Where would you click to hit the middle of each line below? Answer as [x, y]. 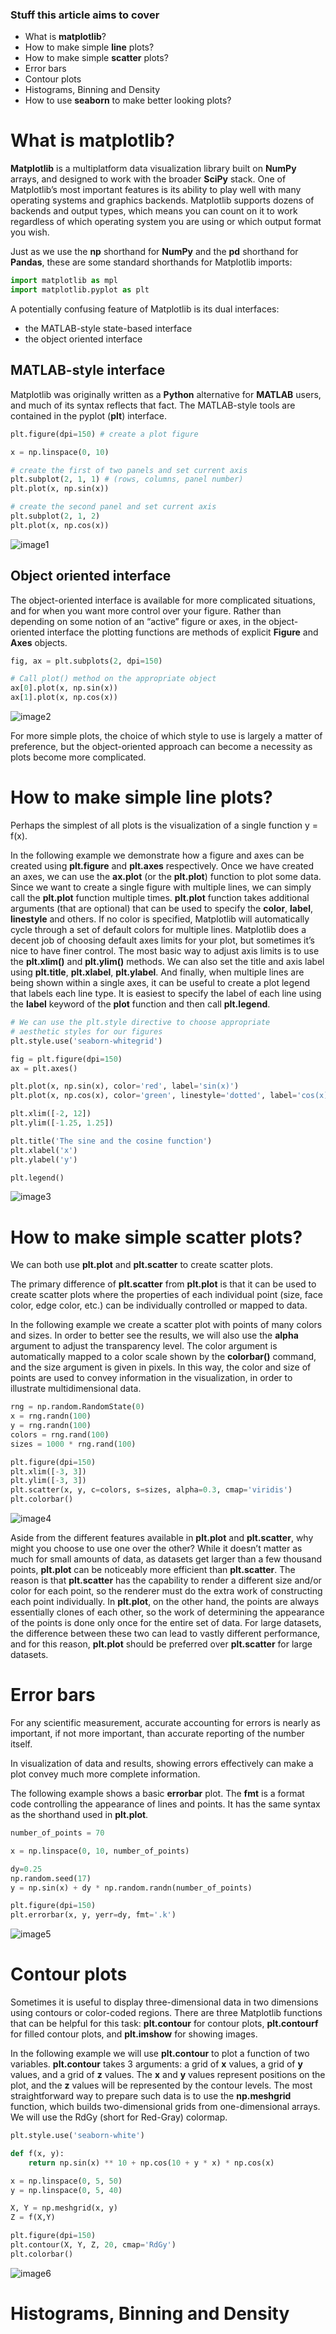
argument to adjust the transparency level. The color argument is [144, 1346]
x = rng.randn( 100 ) [51, 1416]
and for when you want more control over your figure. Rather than [146, 610]
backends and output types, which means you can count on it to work [154, 211]
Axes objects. [39, 642]
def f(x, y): [37, 2153]
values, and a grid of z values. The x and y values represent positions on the [168, 2075]
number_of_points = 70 [57, 1833]
